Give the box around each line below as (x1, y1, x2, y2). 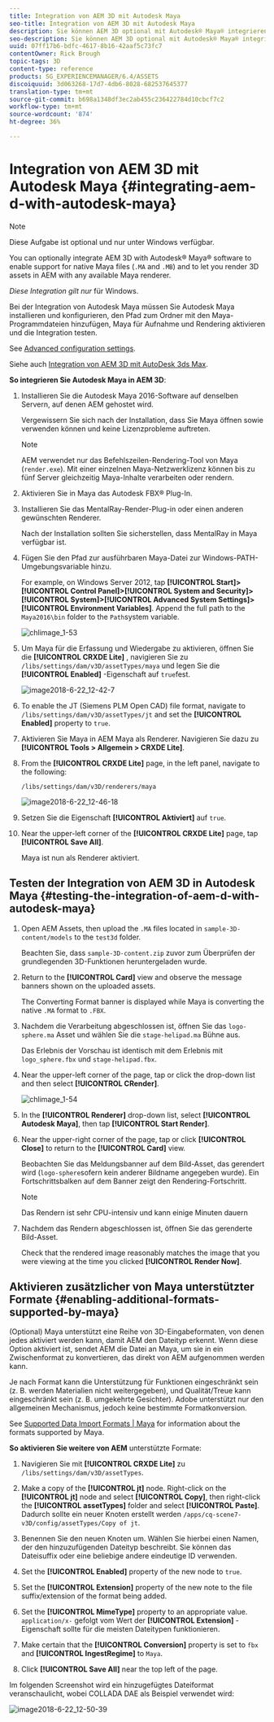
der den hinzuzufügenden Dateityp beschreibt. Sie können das (20, 1542, 232, 1552)
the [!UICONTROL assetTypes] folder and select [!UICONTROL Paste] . (20, 1501, 259, 1511)
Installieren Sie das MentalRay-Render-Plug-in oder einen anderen (20, 504, 244, 513)
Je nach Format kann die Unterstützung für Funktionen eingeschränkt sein (9, 1377, 259, 1387)
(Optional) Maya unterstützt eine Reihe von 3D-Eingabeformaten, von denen (9, 1327, 265, 1336)
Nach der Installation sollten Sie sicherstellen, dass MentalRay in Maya (20, 528, 258, 538)
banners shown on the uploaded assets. (20, 981, 156, 991)
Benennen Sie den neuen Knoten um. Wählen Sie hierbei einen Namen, (20, 1534, 259, 1544)
